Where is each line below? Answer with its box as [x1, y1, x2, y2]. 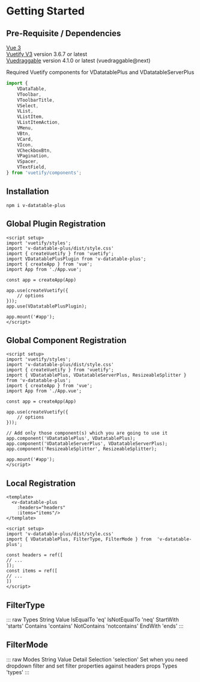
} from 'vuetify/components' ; [6, 170, 82, 176]
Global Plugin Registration [6, 219, 106, 229]
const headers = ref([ [6, 552, 63, 558]
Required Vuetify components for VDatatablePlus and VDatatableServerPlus [6, 69, 195, 76]
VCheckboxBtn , [17, 147, 52, 153]
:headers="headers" [17, 504, 66, 511]
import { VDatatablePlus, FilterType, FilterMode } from [6, 536, 152, 542]
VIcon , [17, 141, 34, 148]
